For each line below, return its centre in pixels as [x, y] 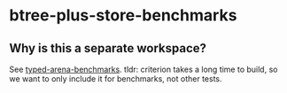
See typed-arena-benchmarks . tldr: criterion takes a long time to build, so [143, 69]
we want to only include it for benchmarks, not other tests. [116, 79]
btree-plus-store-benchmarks [123, 15]
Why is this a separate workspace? [108, 48]
